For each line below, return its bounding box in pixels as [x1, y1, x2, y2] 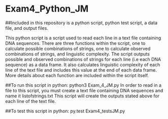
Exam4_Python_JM [5, 3, 89, 15]
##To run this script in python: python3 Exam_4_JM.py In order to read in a [5, 82, 161, 88]
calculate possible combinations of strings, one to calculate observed [5, 45, 151, 51]
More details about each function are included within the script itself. [5, 72, 149, 78]
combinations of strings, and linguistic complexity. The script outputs [5, 51, 150, 57]
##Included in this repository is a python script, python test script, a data [5, 20, 157, 26]
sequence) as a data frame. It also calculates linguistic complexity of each [5, 62, 160, 68]
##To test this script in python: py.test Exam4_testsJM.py [5, 108, 125, 114]
